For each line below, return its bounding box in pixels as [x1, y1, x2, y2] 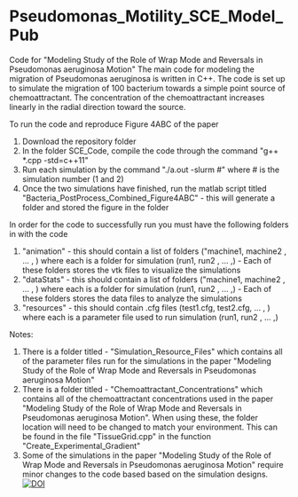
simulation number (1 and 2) [21, 173, 124, 184]
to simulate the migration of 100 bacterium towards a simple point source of [9, 83, 286, 93]
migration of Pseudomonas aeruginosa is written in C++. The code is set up [9, 73, 286, 83]
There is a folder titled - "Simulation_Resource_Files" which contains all [21, 346, 283, 357]
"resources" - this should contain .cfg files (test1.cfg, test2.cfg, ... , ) [21, 302, 271, 312]
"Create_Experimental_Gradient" [21, 440, 141, 451]
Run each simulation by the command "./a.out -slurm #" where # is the [21, 164, 280, 175]
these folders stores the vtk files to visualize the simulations [21, 264, 241, 275]
